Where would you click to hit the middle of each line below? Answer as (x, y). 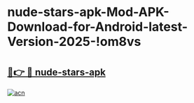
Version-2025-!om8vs (74, 42)
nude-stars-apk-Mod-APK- (88, 12)
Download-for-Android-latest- (97, 27)
